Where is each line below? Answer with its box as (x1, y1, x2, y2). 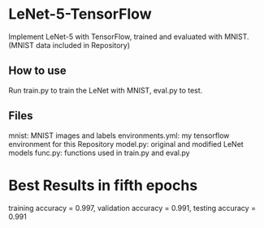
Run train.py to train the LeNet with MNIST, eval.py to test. (8, 85, 203, 95)
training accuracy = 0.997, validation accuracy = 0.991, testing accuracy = (8, 203, 256, 213)
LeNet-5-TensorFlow (8, 5, 152, 24)
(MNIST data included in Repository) (8, 40, 131, 49)
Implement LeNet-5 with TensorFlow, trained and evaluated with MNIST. (8, 32, 249, 41)
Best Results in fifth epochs (8, 176, 198, 195)
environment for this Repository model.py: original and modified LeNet (8, 139, 244, 148)
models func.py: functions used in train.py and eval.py (8, 148, 190, 157)
